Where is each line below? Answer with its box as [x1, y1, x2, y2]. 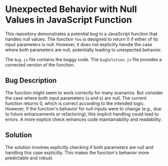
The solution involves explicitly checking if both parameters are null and [5, 144, 154, 150]
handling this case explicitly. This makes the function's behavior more [5, 149, 149, 155]
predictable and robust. [5, 154, 54, 161]
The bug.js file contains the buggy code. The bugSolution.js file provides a [5, 56, 162, 62]
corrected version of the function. [5, 62, 75, 68]
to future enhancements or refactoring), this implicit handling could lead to [5, 111, 159, 117]
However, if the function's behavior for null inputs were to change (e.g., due [5, 105, 161, 111]
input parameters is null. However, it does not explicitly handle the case [5, 41, 152, 47]
